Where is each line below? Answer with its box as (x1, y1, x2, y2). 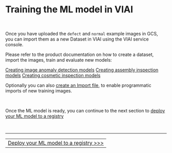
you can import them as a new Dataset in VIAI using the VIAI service (5, 36, 149, 42)
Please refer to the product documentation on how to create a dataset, (5, 51, 154, 58)
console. (5, 41, 24, 47)
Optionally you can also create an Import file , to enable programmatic (5, 82, 152, 88)
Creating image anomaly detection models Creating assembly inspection (5, 67, 159, 73)
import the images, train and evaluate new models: (5, 56, 112, 63)
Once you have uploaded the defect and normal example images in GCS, (5, 30, 158, 36)
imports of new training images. (5, 87, 73, 93)
